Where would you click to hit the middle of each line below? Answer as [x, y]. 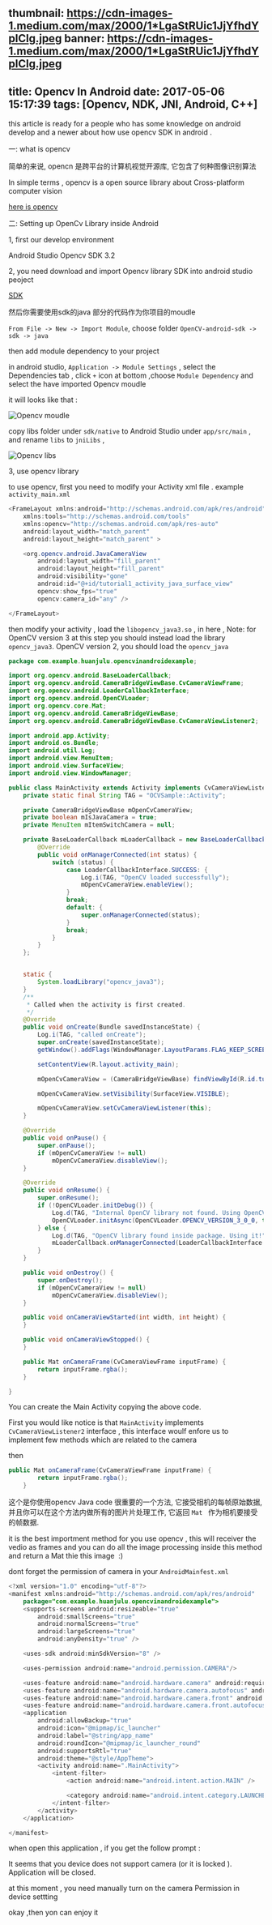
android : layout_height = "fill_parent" [101, 569]
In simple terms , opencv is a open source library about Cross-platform [126, 182]
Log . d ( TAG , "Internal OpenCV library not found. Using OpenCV [159, 1213]
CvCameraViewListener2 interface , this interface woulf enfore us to [119, 1431]
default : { [85, 908]
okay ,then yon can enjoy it [53, 1913]
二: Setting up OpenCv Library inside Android [84, 224]
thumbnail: [36, 13]
